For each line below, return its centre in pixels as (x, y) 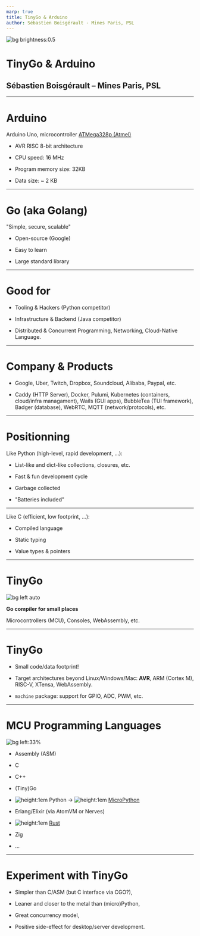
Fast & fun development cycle (51, 476)
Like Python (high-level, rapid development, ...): (65, 454)
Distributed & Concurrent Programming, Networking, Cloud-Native (96, 330)
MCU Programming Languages (84, 726)
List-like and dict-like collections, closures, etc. (73, 465)
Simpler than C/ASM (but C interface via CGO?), (74, 892)
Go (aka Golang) (47, 210)
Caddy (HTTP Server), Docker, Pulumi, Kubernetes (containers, (92, 395)
